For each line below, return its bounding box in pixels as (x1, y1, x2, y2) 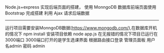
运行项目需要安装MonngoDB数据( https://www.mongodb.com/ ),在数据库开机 (5, 25, 157, 30)
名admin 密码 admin (5, 43, 45, 49)
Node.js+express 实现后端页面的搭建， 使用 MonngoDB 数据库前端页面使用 (5, 4, 157, 10)
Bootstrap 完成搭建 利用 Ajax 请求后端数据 (5, 10, 90, 16)
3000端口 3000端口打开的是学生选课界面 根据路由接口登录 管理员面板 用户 (5, 37, 156, 42)
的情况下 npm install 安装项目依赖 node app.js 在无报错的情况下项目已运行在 (5, 31, 158, 37)
